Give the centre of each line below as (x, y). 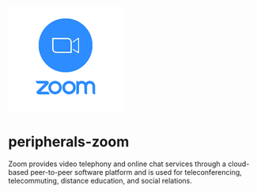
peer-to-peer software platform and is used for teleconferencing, (136, 172)
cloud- (239, 164)
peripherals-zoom (69, 142)
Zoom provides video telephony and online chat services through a (117, 164)
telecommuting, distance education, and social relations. (100, 180)
